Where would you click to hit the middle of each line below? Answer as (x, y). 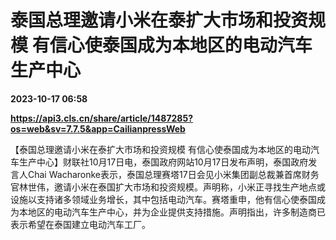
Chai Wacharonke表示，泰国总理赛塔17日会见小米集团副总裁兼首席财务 (173, 174)
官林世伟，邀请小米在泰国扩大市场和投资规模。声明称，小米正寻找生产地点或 (168, 187)
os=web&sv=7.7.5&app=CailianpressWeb (98, 128)
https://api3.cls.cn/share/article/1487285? (102, 118)
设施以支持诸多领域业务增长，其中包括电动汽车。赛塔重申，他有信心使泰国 (163, 199)
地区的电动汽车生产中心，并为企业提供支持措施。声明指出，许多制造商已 (176, 212)
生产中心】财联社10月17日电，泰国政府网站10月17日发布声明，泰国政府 (163, 162)
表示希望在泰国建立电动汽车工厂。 (80, 224)
